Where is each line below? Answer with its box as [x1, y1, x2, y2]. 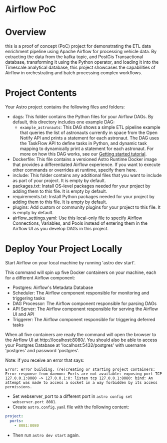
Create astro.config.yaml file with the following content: [12, 404, 129, 410]
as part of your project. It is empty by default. [12, 178, 106, 184]
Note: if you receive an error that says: [5, 357, 84, 363]
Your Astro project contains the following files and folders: [5, 104, 125, 110]
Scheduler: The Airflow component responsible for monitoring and [12, 290, 149, 296]
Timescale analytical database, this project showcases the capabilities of [5, 64, 156, 71]
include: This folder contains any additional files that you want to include [12, 172, 162, 179]
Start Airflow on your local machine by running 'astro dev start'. [5, 260, 136, 265]
